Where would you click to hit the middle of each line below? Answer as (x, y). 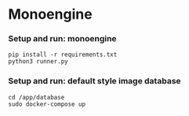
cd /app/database (36, 97)
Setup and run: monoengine (62, 39)
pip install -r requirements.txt (63, 55)
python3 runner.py (38, 62)
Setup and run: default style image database (95, 81)
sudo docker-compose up (47, 104)
